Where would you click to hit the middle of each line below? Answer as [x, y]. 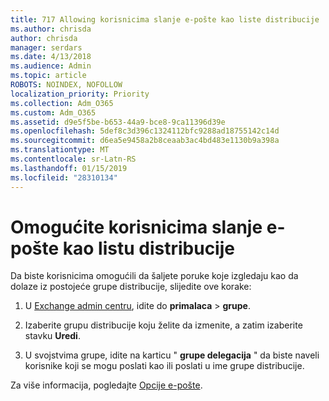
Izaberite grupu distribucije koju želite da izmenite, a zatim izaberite [163, 325]
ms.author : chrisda [51, 29]
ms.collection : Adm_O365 [62, 103]
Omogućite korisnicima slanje [136, 227]
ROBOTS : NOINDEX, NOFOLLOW [66, 85]
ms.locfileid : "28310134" [64, 177]
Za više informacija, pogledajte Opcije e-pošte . [106, 385]
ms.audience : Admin [51, 66]
